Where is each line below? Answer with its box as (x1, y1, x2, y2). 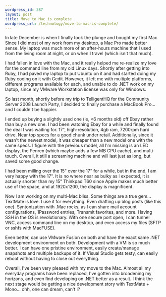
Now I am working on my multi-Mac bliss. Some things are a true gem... (5, 193, 151, 199)
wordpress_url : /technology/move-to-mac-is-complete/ (5, 21, 119, 26)
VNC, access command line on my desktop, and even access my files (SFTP (5, 220, 161, 226)
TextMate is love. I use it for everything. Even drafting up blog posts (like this (5, 199, 162, 205)
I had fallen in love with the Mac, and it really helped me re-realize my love (5, 60, 157, 66)
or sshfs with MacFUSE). (5, 225, 56, 231)
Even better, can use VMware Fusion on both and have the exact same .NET (5, 235, 160, 240)
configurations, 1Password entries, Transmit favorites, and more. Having (5, 209, 153, 215)
